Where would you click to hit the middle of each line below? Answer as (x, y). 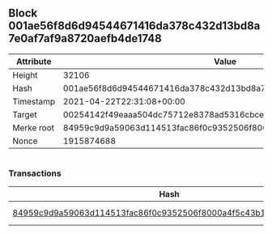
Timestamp (34, 101)
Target (25, 114)
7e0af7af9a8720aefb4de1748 (85, 38)
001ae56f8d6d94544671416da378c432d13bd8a (134, 26)
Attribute (34, 62)
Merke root (34, 127)
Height (25, 74)
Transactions (35, 173)
